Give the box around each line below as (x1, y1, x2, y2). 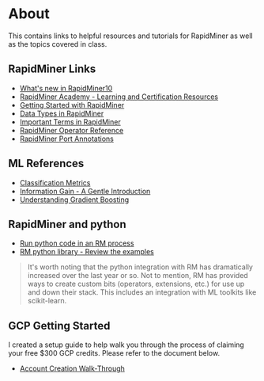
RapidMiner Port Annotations (19, 134, 115, 143)
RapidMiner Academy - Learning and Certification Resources (19, 92, 219, 101)
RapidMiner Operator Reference (19, 125, 124, 135)
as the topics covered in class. (8, 39, 107, 48)
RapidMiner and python (8, 217, 126, 231)
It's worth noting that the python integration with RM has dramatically (27, 262, 253, 272)
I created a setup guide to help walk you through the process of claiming (8, 340, 245, 349)
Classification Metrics (19, 177, 91, 187)
